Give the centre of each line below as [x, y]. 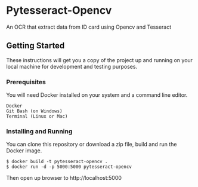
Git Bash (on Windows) [34, 111]
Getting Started [35, 46]
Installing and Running [39, 131]
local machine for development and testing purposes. [72, 66]
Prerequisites [26, 82]
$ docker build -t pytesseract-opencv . [57, 162]
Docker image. [24, 151]
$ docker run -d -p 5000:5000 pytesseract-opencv [69, 167]
